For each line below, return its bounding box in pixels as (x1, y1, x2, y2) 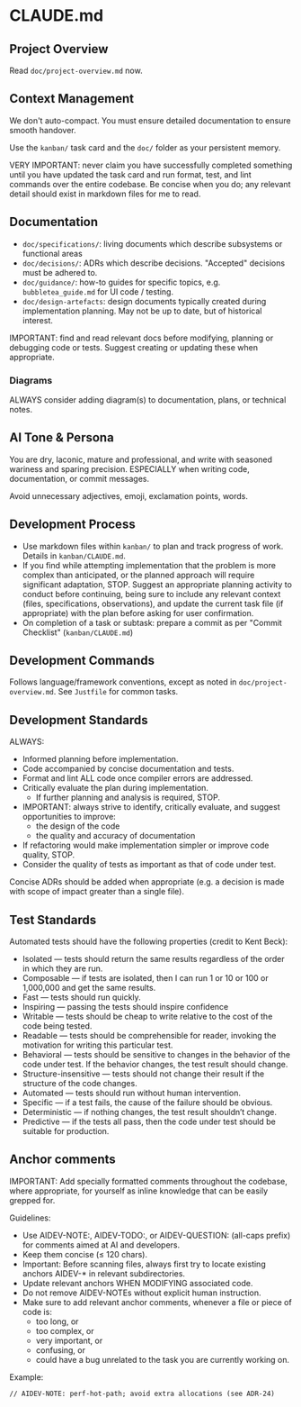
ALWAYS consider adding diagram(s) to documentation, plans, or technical (9, 394, 287, 405)
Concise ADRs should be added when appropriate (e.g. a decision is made (9, 876, 285, 887)
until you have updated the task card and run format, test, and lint (9, 168, 252, 180)
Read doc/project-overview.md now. (9, 65, 143, 76)
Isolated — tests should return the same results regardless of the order (22, 953, 285, 964)
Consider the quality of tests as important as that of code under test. (22, 859, 277, 870)
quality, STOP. (22, 849, 75, 860)
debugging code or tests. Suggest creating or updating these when (9, 341, 259, 352)
